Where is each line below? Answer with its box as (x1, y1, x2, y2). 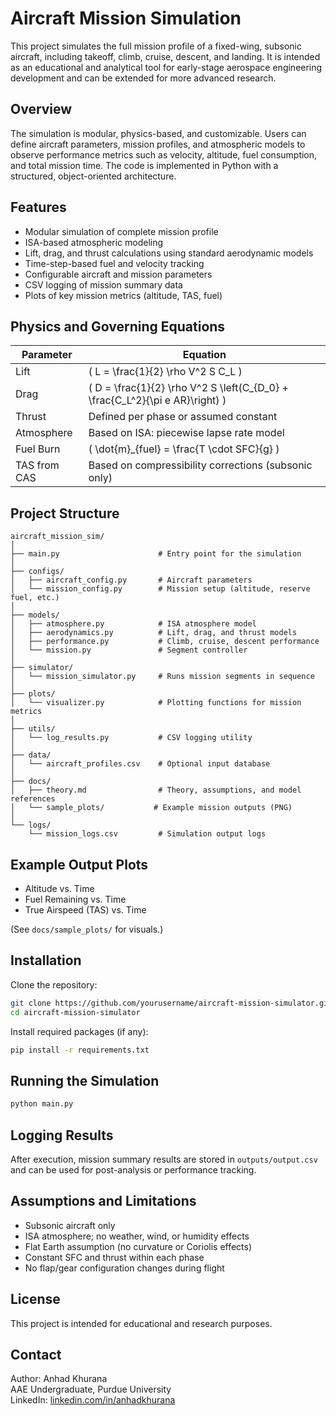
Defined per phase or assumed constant (88, 410, 278, 424)
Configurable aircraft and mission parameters (24, 268, 213, 280)
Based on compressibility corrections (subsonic (88, 458, 313, 472)
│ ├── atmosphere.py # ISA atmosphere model (10, 619, 257, 629)
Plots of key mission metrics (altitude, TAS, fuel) (24, 289, 223, 301)
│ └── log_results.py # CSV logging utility (10, 733, 253, 743)
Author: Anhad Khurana (10, 1373, 108, 1385)
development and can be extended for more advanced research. (10, 72, 277, 84)
